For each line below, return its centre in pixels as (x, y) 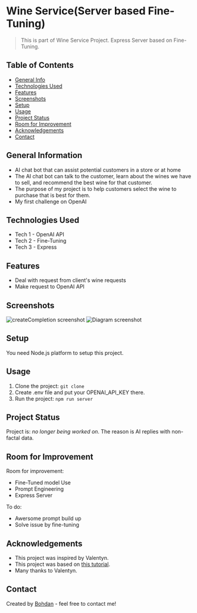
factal (13, 438)
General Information (44, 155)
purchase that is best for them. (52, 195)
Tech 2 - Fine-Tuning (40, 241)
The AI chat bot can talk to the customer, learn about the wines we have (103, 176)
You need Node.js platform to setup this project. (65, 352)
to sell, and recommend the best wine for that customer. (84, 182)
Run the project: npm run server (54, 398)
